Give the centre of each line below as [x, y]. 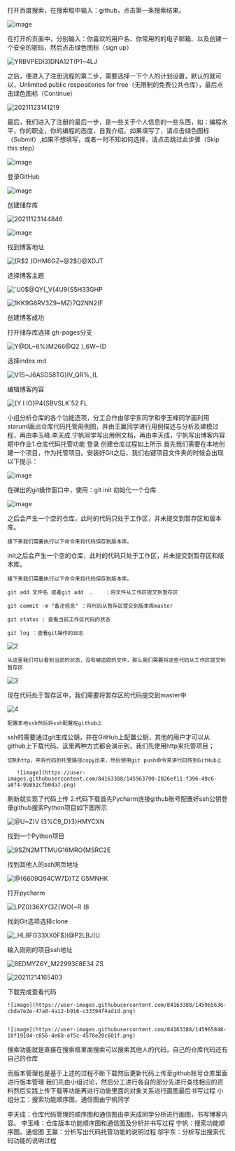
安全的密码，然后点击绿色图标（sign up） [73, 47]
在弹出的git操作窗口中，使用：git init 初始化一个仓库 [82, 490]
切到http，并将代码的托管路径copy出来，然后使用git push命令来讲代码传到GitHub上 [115, 760]
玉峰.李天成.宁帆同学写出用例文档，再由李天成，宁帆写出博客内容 [131, 435]
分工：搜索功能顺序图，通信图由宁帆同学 [71, 1099]
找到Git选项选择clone [38, 921]
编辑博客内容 [26, 389]
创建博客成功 [26, 318]
